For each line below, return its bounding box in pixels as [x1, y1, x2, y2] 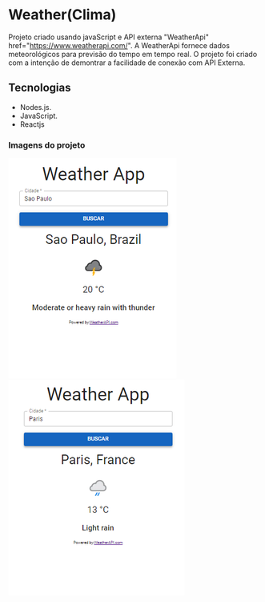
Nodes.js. [19, 102, 52, 112]
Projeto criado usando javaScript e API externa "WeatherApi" [8, 32, 210, 42]
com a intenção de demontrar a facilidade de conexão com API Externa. [8, 58, 246, 67]
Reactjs [19, 119, 46, 129]
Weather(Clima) [8, 6, 117, 24]
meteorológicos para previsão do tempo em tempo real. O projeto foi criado [8, 49, 258, 59]
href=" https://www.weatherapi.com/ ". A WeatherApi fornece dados [8, 40, 231, 50]
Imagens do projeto [8, 139, 86, 150]
